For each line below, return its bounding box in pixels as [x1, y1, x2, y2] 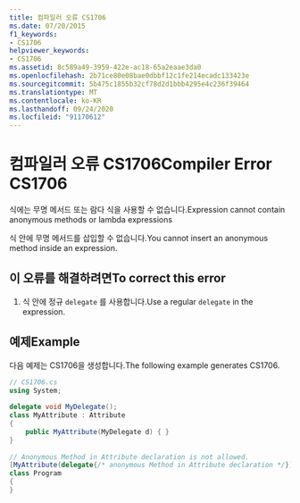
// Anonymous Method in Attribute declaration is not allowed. [9, 452, 250, 461]
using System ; [9, 386, 62, 395]
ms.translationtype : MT [9, 88, 98, 96]
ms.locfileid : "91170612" [9, 113, 105, 122]
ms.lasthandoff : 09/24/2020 [9, 105, 114, 113]
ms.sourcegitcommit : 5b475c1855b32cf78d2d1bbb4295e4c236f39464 [9, 80, 250, 88]
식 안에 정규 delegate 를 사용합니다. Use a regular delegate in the [21, 296, 254, 306]
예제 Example [9, 334, 80, 349]
